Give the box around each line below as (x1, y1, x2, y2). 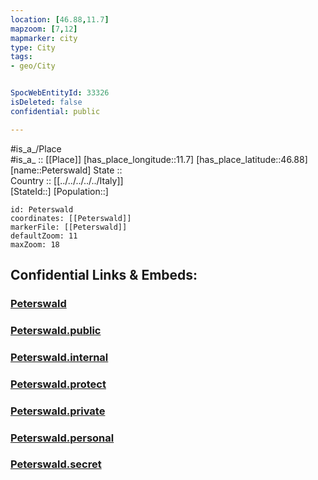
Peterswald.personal (10, 431, 115, 445)
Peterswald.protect (10, 377, 107, 391)
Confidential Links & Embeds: (10, 267, 198, 284)
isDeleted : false (10, 97, 83, 107)
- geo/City (10, 61, 56, 71)
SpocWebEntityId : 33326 (10, 88, 110, 98)
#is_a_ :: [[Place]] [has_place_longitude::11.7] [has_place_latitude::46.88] (10, 153, 308, 165)
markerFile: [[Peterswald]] (10, 222, 128, 232)
